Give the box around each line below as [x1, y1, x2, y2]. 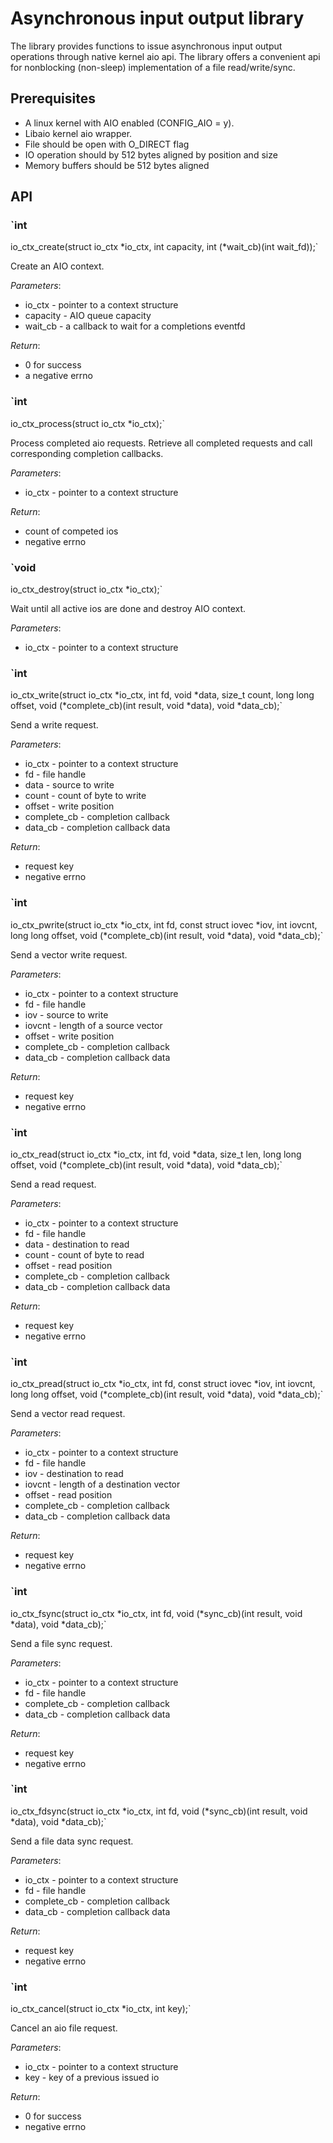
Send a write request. [10, 719, 99, 731]
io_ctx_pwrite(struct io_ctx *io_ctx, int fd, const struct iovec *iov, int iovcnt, [10, 918, 318, 931]
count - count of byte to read [24, 1248, 145, 1261]
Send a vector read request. [10, 1408, 126, 1420]
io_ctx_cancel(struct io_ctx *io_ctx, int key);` [10, 2003, 192, 2015]
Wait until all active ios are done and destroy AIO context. [10, 603, 247, 615]
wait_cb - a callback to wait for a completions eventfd [24, 320, 246, 332]
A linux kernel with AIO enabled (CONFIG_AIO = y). [24, 117, 235, 129]
